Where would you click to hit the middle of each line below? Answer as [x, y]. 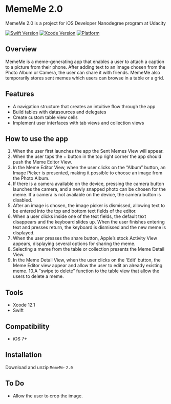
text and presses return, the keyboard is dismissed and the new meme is [89, 227]
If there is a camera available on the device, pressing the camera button [89, 184]
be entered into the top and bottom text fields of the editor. [74, 211]
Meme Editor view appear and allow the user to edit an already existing [88, 266]
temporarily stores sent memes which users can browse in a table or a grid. [85, 78]
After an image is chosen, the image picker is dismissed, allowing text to [89, 206]
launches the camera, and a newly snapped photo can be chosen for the [89, 189]
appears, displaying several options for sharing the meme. [74, 244]
